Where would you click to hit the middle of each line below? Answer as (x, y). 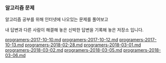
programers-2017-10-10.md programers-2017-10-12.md (62, 40)
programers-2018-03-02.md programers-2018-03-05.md (64, 50)
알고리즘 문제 (20, 7)
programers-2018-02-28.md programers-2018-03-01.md (83, 45)
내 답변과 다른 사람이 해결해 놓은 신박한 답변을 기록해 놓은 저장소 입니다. (74, 30)
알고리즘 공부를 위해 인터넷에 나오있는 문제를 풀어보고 (57, 19)
